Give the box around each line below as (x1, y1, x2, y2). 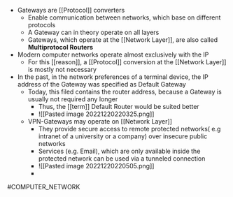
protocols (27, 21, 56, 29)
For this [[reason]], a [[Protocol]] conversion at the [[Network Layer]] (27, 58, 227, 66)
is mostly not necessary (27, 66, 97, 73)
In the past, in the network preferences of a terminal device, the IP (17, 73, 209, 81)
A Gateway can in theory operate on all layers (27, 28, 160, 36)
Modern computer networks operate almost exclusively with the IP (17, 50, 209, 59)
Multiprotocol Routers (27, 43, 93, 51)
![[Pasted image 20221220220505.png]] (38, 162, 155, 170)
